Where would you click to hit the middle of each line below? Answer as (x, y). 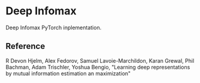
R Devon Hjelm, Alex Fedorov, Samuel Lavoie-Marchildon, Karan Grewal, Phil (100, 60)
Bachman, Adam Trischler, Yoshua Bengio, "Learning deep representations (98, 67)
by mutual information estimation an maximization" (68, 73)
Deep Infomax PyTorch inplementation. (54, 27)
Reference (25, 46)
